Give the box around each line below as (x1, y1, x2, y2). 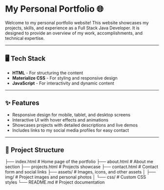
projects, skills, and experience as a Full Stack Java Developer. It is (5, 25, 140, 31)
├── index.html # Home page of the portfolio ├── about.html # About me (5, 159, 154, 165)
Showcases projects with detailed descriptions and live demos (12, 122, 138, 128)
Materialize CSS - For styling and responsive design (12, 75, 118, 81)
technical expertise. (5, 35, 45, 41)
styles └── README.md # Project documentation (5, 179, 105, 185)
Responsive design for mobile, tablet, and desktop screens (12, 112, 131, 118)
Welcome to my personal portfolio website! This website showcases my (5, 19, 149, 25)
